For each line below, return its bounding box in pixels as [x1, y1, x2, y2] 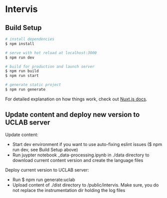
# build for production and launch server [5, 64, 95, 69]
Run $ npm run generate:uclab [12, 176, 76, 182]
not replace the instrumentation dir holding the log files [12, 187, 126, 193]
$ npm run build [5, 68, 39, 73]
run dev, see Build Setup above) [12, 146, 78, 152]
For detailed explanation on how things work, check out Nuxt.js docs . [5, 96, 148, 102]
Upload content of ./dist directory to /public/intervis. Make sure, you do [12, 181, 159, 188]
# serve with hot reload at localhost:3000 [5, 50, 97, 55]
